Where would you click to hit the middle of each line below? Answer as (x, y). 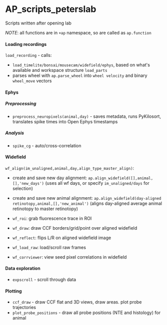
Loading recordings (26, 44)
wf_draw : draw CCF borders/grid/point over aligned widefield (75, 228)
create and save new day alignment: (50, 178)
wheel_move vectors (32, 81)
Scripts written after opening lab (38, 23)
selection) (23, 188)
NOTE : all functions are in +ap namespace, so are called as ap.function (78, 32)
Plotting (13, 291)
